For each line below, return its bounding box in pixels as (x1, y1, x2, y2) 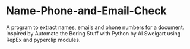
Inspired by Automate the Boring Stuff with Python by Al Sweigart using (6, 30, 181, 37)
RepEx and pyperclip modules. (6, 36, 81, 43)
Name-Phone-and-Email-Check (6, 4, 167, 18)
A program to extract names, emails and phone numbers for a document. (6, 24, 185, 31)
